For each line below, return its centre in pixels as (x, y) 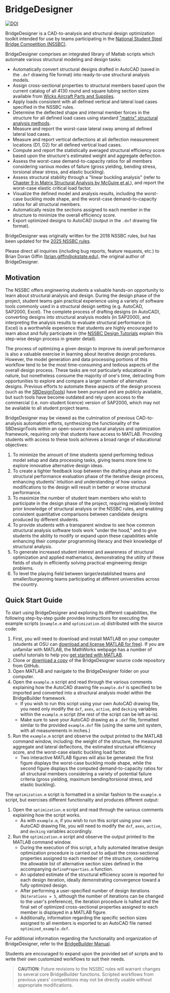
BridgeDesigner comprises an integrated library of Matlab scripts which (80, 54)
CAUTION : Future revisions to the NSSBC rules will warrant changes (89, 969)
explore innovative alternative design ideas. (58, 465)
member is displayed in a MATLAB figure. (63, 912)
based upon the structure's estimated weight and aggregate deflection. (87, 156)
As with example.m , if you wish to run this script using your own (86, 820)
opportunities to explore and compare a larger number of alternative (76, 381)
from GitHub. (26, 666)
